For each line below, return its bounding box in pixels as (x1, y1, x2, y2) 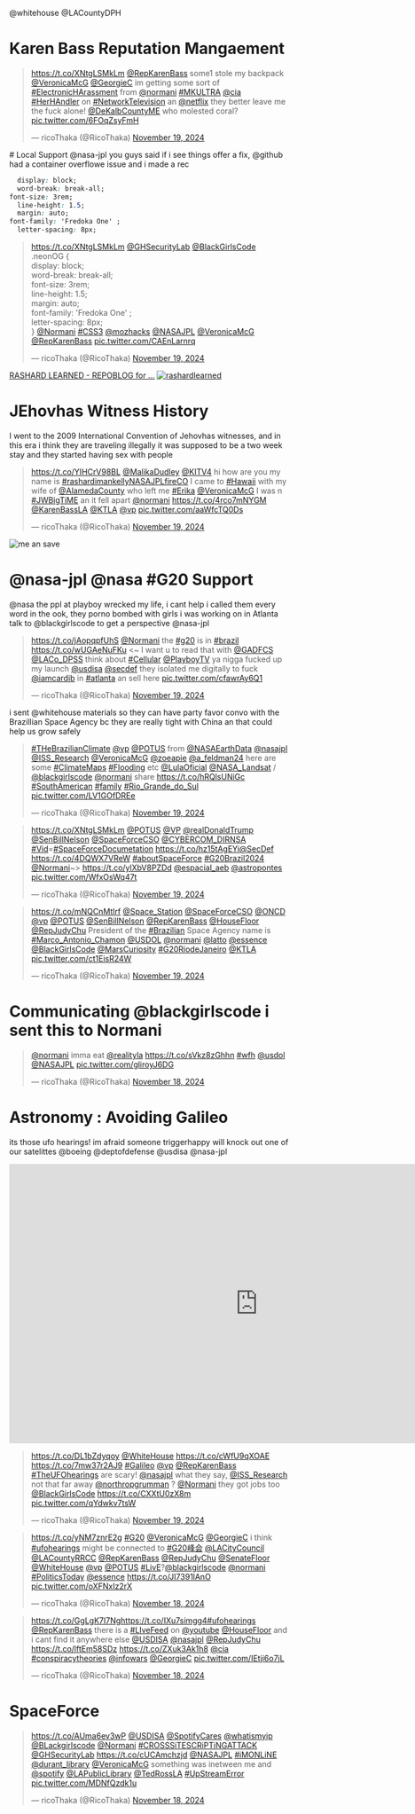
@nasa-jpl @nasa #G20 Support (9, 569, 254, 590)
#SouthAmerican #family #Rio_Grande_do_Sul (30, 781, 200, 791)
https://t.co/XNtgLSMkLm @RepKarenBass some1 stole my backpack (30, 67, 285, 78)
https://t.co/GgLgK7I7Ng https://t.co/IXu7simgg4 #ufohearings (30, 1614, 256, 1626)
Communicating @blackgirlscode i (9, 1001, 270, 1022)
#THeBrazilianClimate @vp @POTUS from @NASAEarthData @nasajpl (30, 742, 288, 753)
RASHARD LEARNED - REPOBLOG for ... (9, 370, 155, 381)
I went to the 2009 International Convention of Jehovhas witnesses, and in (9, 430, 281, 441)
